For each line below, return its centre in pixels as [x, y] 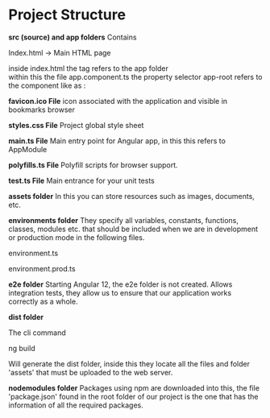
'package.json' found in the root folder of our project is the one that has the [133, 396]
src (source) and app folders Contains [73, 37]
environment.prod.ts [42, 268]
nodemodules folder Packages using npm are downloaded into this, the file [134, 387]
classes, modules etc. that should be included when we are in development [133, 229]
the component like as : [47, 85]
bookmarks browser [42, 110]
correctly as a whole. [43, 301]
